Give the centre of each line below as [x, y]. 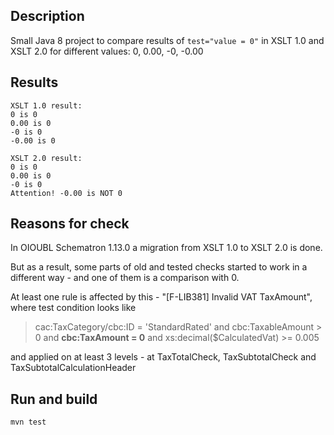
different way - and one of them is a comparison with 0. [125, 278]
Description [47, 16]
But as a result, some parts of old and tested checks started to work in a [159, 267]
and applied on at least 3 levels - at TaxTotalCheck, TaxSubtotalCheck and [163, 357]
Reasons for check [70, 224]
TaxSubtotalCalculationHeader [73, 368]
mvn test [28, 422]
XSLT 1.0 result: [46, 105]
